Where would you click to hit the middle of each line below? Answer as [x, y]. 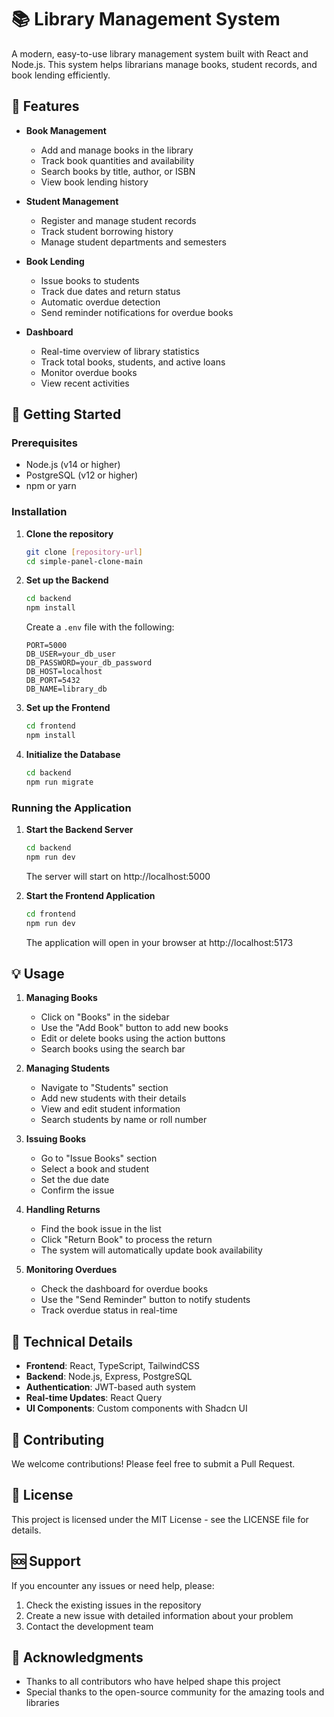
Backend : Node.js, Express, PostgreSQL [109, 1377]
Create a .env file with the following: [100, 627]
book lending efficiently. [61, 75]
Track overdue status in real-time [109, 1310]
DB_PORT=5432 [53, 681]
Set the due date [75, 1180]
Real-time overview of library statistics [120, 351]
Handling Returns [63, 1210]
